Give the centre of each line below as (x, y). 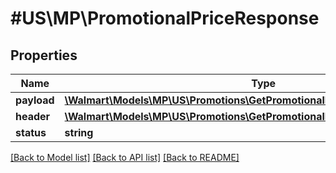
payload (35, 100)
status (31, 132)
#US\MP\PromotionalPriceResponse (165, 18)
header (33, 116)
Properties (44, 55)
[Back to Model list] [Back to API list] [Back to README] (125, 157)
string (79, 132)
